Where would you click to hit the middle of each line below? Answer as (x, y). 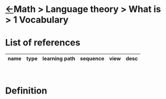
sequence (92, 58)
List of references (43, 43)
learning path (59, 58)
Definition (26, 91)
